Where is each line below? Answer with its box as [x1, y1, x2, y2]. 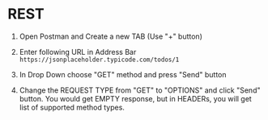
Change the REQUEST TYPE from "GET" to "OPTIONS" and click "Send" [19, 85, 261, 95]
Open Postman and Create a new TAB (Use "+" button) [19, 31, 203, 41]
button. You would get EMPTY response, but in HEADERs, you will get [19, 93, 252, 103]
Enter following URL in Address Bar [19, 47, 137, 56]
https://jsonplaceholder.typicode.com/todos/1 [19, 56, 180, 64]
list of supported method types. [19, 102, 125, 112]
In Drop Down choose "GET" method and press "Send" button [19, 69, 227, 79]
